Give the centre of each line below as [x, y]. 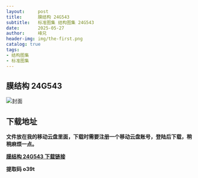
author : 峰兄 [27, 33]
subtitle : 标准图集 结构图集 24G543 [50, 22]
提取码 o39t [21, 169]
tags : [13, 50]
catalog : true [24, 45]
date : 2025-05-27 [35, 28]
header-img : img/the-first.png [44, 39]
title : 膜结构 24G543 [38, 17]
